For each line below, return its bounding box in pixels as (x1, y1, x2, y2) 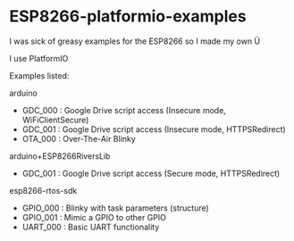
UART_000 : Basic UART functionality (21, 221, 160, 232)
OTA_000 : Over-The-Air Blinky (21, 133, 136, 144)
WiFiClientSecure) (21, 114, 89, 125)
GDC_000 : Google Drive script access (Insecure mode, (21, 104, 226, 115)
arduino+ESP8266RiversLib (9, 150, 111, 162)
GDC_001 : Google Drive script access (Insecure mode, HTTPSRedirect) (21, 123, 286, 135)
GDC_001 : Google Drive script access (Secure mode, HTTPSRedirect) (21, 168, 281, 179)
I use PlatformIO (9, 53, 69, 63)
